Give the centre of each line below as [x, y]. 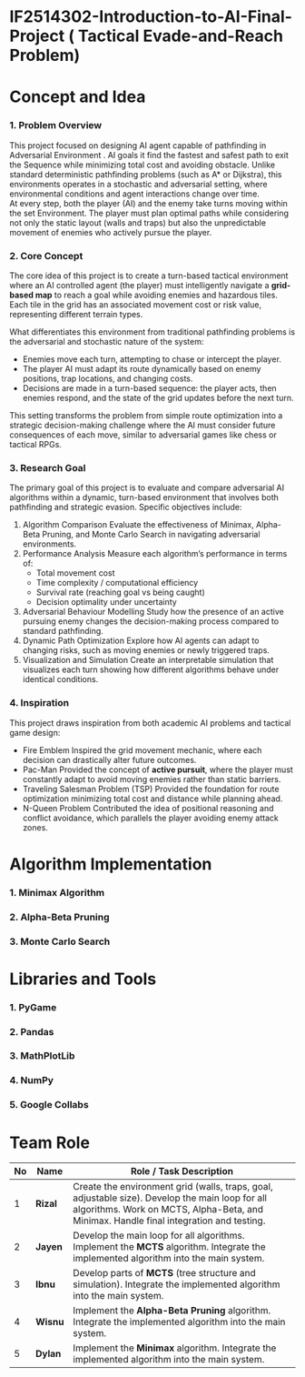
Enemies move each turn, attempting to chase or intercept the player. [152, 359]
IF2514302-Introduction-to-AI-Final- [151, 17]
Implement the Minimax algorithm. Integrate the [174, 1348]
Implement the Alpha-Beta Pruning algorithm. [172, 1311]
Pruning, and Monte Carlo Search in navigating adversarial [151, 535]
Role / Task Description [182, 1171]
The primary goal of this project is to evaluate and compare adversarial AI [147, 487]
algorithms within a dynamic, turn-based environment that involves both [144, 498]
